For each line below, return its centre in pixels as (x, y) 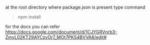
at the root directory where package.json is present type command (76, 7)
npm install (29, 17)
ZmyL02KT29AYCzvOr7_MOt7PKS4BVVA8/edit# (56, 37)
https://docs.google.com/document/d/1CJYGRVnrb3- (61, 32)
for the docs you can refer (33, 26)
